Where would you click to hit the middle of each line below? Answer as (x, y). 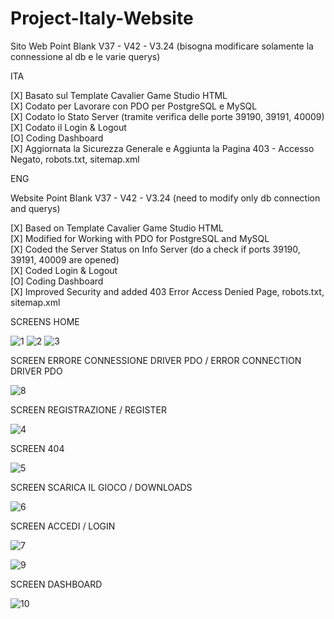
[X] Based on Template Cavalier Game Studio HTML (117, 228)
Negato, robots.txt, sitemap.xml (75, 159)
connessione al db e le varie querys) (85, 56)
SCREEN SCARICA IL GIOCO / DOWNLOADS (101, 487)
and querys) (35, 208)
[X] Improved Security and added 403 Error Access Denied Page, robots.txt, (167, 291)
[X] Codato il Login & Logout (68, 127)
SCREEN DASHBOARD (56, 584)
